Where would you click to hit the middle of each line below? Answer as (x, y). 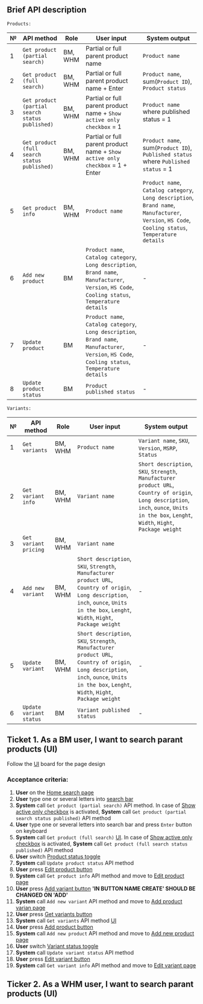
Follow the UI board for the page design (56, 764)
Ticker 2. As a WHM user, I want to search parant (100, 984)
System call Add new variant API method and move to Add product (99, 901)
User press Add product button (55, 927)
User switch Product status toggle (58, 856)
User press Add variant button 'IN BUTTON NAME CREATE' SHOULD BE (105, 888)
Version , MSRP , (158, 448)
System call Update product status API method (75, 863)
